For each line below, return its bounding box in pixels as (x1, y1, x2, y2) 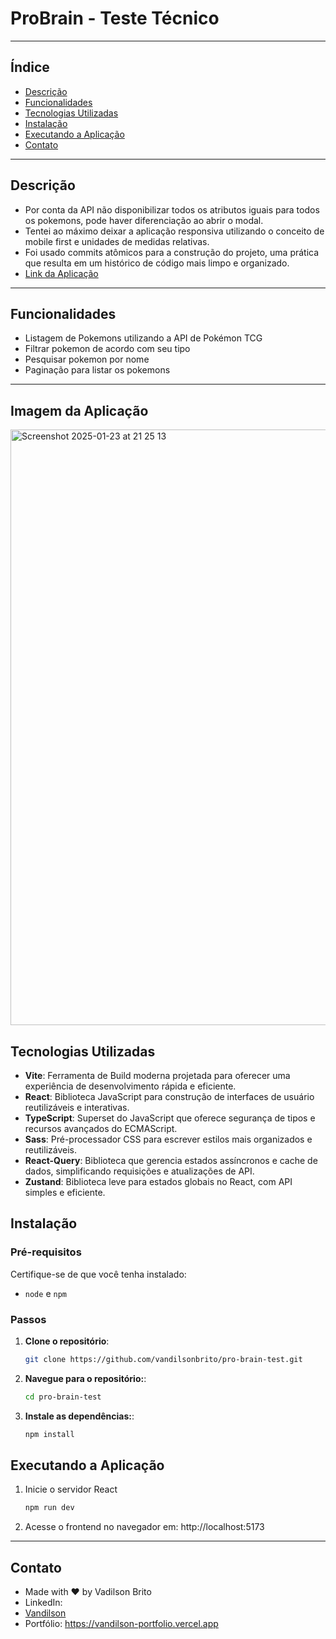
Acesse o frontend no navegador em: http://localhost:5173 (24, 1521, 265, 1533)
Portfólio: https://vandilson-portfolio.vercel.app (24, 1618, 219, 1630)
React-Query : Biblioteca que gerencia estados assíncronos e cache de (24, 1155, 318, 1166)
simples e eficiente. (24, 1187, 106, 1198)
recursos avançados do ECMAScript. (24, 1123, 178, 1134)
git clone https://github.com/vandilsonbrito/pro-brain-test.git (24, 1354, 303, 1364)
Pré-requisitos (10, 1245, 82, 1259)
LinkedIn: (24, 1597, 63, 1609)
